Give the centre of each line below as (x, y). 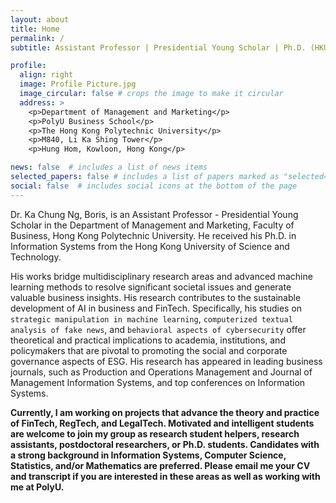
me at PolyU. (37, 487)
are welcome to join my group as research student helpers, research (155, 433)
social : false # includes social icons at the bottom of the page (154, 186)
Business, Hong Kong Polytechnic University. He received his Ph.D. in (153, 235)
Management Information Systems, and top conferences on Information (158, 382)
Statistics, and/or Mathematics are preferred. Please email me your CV (160, 465)
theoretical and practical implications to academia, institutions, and (148, 340)
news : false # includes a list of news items (109, 167)
